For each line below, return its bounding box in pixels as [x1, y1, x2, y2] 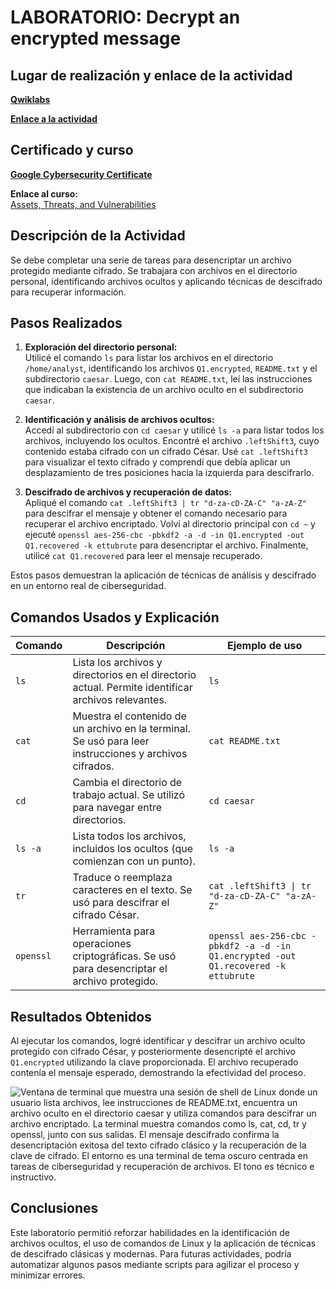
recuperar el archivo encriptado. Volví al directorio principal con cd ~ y [24, 518, 316, 530]
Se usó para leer [72, 734, 150, 748]
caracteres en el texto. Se [72, 883, 193, 897]
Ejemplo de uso [226, 639, 303, 653]
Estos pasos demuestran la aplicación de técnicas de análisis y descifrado [10, 569, 317, 581]
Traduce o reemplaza [72, 871, 173, 885]
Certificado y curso [10, 142, 134, 159]
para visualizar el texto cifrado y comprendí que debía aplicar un [24, 456, 291, 468]
